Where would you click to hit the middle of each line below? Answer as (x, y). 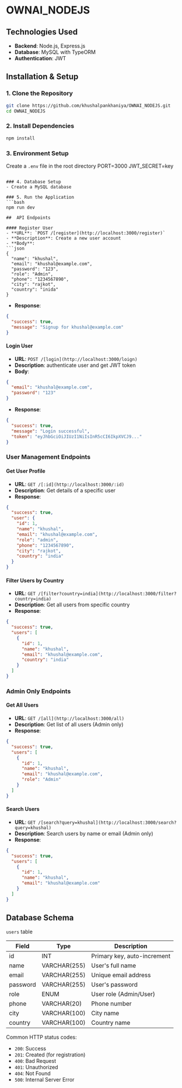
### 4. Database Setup (34, 182)
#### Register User (30, 228)
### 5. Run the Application (40, 197)
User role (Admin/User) (123, 994)
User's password (115, 985)
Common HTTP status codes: (41, 1037)
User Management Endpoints (48, 457)
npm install (20, 138)
